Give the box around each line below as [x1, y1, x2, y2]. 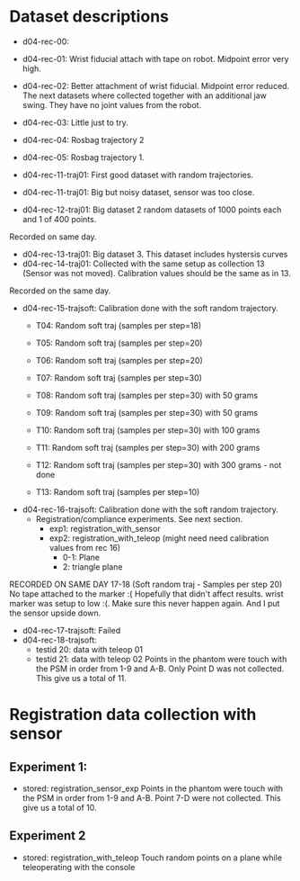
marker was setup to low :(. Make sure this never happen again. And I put [9, 598, 280, 608]
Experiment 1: [9, 759, 88, 775]
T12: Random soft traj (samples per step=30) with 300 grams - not [35, 459, 282, 470]
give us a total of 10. [22, 802, 97, 813]
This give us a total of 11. [35, 672, 128, 683]
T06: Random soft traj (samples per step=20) [35, 355, 204, 365]
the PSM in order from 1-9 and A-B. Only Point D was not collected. [35, 663, 285, 674]
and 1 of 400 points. [22, 213, 97, 224]
